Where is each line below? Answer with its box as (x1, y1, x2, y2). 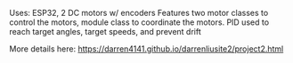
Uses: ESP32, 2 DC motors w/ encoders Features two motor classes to (9, 8, 269, 18)
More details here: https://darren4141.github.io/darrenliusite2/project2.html (9, 43, 284, 54)
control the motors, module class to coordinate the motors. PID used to (9, 17, 270, 28)
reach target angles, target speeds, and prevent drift (9, 27, 202, 36)
